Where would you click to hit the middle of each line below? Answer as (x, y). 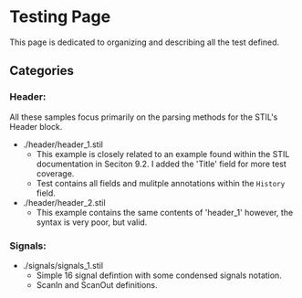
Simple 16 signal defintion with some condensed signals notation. (159, 275)
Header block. (36, 126)
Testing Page (60, 17)
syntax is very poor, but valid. (92, 222)
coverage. (55, 173)
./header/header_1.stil (62, 144)
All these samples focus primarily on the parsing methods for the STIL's (144, 117)
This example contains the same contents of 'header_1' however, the (165, 212)
